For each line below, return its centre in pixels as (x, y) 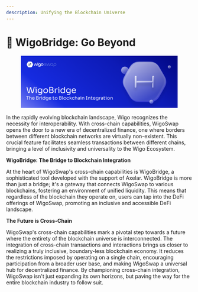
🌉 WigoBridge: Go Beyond (71, 42)
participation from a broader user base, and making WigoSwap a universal (97, 264)
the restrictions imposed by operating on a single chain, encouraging (90, 257)
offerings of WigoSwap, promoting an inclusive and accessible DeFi (89, 203)
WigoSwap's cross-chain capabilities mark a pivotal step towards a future (96, 232)
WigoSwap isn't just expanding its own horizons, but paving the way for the (98, 276)
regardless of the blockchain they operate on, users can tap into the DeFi (95, 197)
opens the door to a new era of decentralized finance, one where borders (95, 129)
